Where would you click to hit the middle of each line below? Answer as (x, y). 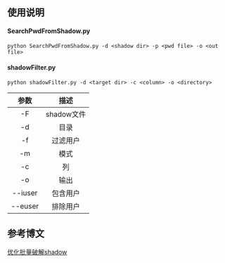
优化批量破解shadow (37, 252)
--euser (25, 206)
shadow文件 (66, 114)
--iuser (25, 193)
